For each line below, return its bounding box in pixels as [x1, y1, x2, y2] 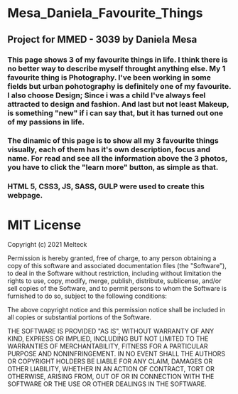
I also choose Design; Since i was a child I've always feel [7, 90, 206, 100]
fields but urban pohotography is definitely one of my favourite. [7, 81, 232, 91]
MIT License [7, 217, 82, 233]
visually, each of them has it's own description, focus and [7, 144, 211, 154]
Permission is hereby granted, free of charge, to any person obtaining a [7, 254, 217, 262]
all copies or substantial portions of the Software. [7, 313, 151, 321]
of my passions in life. [7, 117, 85, 127]
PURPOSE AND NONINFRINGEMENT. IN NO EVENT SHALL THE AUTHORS [7, 350, 226, 358]
